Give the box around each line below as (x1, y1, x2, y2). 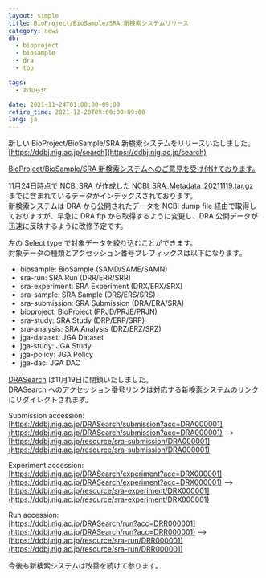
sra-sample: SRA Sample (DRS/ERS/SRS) (19, 290, 156, 299)
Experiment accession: (8, 461, 84, 470)
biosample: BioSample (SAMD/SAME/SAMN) (19, 264, 168, 274)
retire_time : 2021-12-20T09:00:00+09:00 (8, 108, 146, 116)
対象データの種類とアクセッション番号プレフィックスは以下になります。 (8, 248, 247, 258)
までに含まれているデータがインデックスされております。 (8, 191, 197, 201)
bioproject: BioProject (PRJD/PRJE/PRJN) (19, 307, 158, 317)
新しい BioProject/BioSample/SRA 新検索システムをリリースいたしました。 (8, 138, 256, 149)
